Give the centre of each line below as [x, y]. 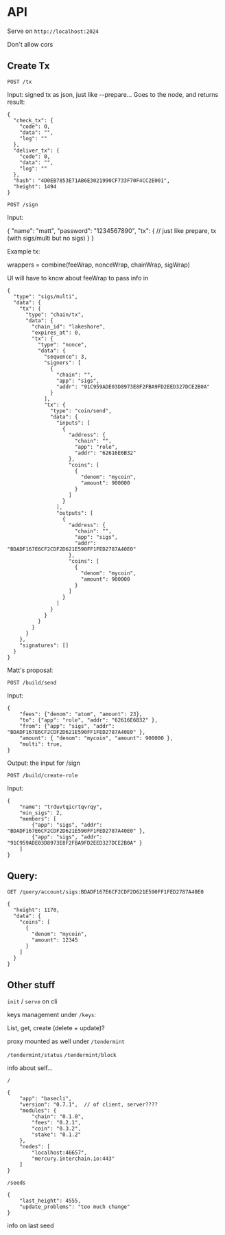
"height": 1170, [36, 910]
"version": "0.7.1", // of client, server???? [88, 1105]
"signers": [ [62, 363]
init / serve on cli [32, 1001]
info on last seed [31, 1226]
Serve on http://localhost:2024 [53, 31]
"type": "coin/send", [81, 411]
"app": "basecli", [46, 1099]
